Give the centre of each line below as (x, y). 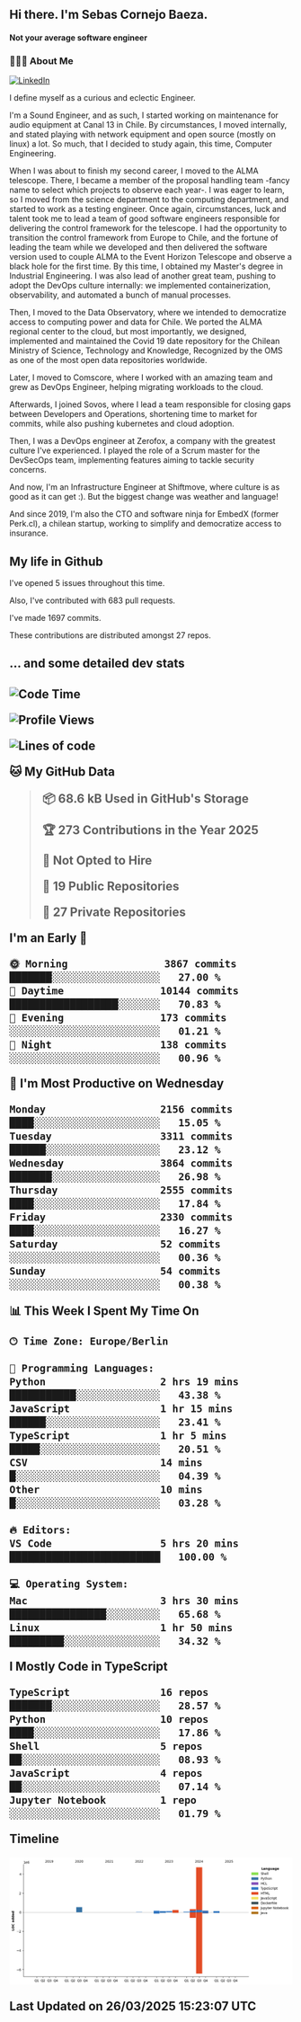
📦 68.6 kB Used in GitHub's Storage (146, 798)
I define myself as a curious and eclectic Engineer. (102, 98)
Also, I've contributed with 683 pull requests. (93, 600)
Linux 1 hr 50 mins (121, 1627)
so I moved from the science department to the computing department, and (149, 200)
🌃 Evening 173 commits (118, 1017)
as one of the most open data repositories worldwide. (108, 360)
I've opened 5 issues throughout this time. (87, 583)
